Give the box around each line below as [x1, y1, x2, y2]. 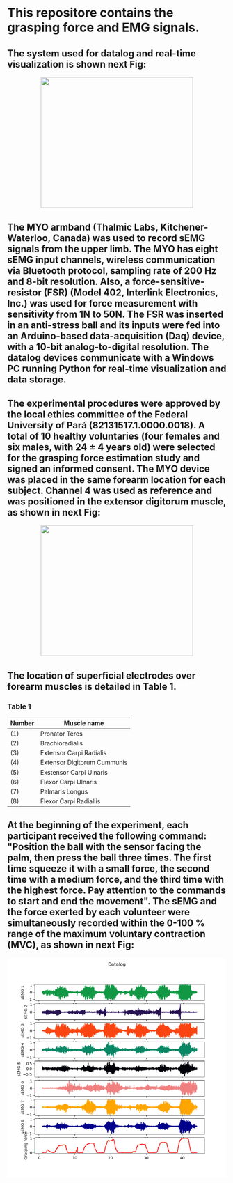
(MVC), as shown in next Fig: [7, 939, 134, 951]
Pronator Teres [40, 729, 83, 738]
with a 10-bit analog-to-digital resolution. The [7, 341, 209, 353]
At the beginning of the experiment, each [7, 819, 189, 831]
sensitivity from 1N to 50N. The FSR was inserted [7, 309, 224, 320]
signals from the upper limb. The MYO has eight [7, 243, 218, 255]
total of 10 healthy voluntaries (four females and [7, 430, 220, 442]
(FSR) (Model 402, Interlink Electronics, [43, 287, 218, 299]
